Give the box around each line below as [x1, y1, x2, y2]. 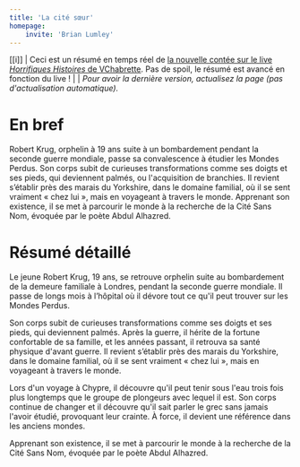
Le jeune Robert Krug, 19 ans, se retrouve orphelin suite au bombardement [9, 272, 285, 282]
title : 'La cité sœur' [9, 13, 94, 22]
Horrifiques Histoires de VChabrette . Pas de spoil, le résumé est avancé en [9, 64, 285, 74]
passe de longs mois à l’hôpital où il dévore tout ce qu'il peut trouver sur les [9, 290, 288, 301]
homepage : [9, 22, 47, 30]
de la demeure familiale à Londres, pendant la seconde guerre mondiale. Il [9, 281, 283, 292]
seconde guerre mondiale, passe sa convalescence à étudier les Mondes [9, 153, 279, 164]
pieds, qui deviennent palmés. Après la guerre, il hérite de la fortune [9, 327, 261, 338]
